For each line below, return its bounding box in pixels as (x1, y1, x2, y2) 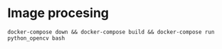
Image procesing (7, 5, 109, 21)
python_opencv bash (7, 34, 65, 42)
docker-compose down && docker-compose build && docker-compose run (7, 28, 215, 36)
